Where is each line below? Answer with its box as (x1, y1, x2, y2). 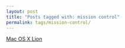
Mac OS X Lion (6, 36, 42, 43)
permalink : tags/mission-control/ (6, 19, 91, 25)
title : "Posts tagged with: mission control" (6, 14, 120, 20)
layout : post (6, 8, 38, 15)
